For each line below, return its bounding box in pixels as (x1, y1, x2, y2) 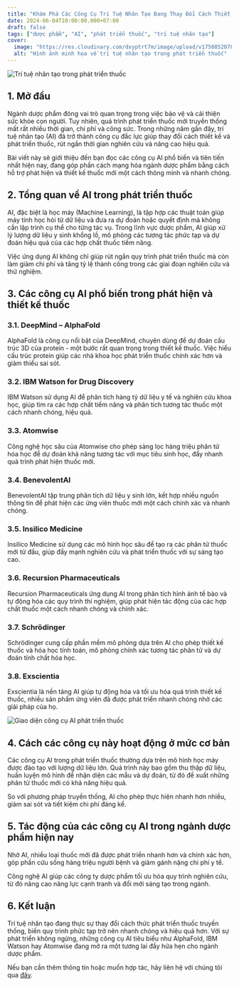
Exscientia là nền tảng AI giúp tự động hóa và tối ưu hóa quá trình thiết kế (7, 688, 223, 696)
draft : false (7, 23, 46, 31)
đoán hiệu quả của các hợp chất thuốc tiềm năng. (7, 238, 153, 246)
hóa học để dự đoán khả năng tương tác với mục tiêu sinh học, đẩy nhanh (7, 449, 223, 458)
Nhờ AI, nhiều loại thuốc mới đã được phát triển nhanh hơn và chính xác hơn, (7, 850, 232, 859)
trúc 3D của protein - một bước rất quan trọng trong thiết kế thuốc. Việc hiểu (7, 344, 231, 352)
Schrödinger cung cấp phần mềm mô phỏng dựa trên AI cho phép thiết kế (7, 638, 224, 646)
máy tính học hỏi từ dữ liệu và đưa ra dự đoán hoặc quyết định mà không (7, 215, 221, 224)
